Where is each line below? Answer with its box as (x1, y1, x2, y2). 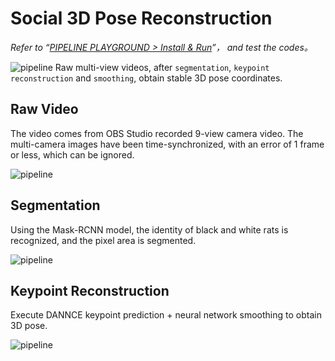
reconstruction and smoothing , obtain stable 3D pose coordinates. (10, 72, 283, 84)
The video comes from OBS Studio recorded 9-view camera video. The (10, 127, 304, 139)
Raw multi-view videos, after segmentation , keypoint (54, 61, 270, 73)
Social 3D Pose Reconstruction (10, 7, 273, 30)
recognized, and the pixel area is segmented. (10, 234, 197, 246)
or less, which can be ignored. (10, 148, 135, 161)
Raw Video (10, 101, 79, 118)
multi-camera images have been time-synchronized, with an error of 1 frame (10, 138, 325, 150)
